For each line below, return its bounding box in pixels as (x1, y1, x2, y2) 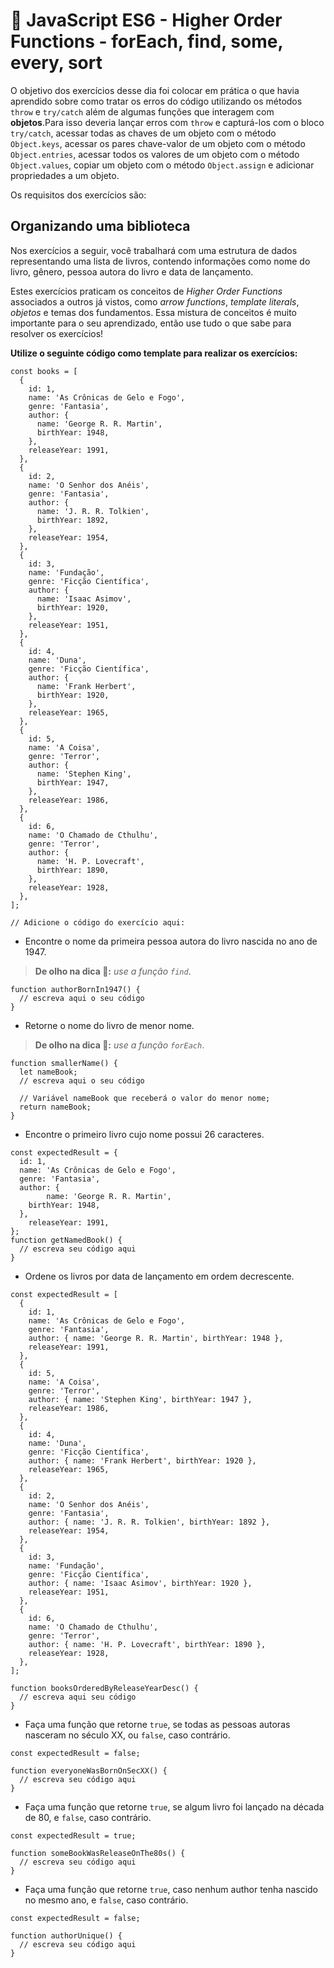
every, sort (10, 52, 103, 74)
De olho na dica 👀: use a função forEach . (34, 1039, 205, 1051)
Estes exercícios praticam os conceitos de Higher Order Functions (10, 285, 283, 297)
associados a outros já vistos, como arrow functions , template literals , (10, 295, 300, 308)
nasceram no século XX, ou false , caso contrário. (24, 1729, 231, 1741)
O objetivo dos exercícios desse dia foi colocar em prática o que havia (10, 84, 300, 96)
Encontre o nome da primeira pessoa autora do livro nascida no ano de (24, 935, 318, 947)
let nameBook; (19, 1067, 78, 1077)
